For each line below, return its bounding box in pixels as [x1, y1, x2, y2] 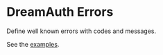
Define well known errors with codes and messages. [6, 27, 157, 35]
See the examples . [6, 40, 60, 48]
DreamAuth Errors [6, 4, 114, 20]
